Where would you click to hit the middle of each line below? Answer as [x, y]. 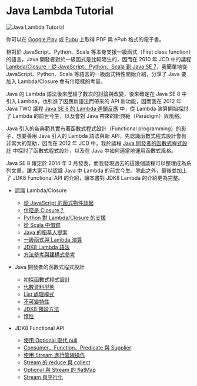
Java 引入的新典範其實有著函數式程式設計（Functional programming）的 [94, 128]
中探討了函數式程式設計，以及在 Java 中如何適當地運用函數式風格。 [95, 150]
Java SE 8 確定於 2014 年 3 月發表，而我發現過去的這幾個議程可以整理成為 [96, 163]
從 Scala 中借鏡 [42, 225]
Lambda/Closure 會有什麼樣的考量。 [61, 81]
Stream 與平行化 [43, 377]
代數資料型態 [39, 286]
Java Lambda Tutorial [60, 11]
